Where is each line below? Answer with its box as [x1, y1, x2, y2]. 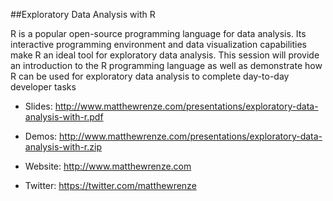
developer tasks [10, 81, 77, 93]
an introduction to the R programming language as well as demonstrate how [10, 60, 323, 71]
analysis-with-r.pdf [24, 111, 104, 123]
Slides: [24, 100, 53, 112]
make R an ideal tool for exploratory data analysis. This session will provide [10, 49, 320, 61]
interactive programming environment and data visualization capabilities [10, 39, 307, 50]
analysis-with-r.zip [24, 141, 102, 153]
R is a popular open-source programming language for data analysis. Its [10, 28, 307, 39]
